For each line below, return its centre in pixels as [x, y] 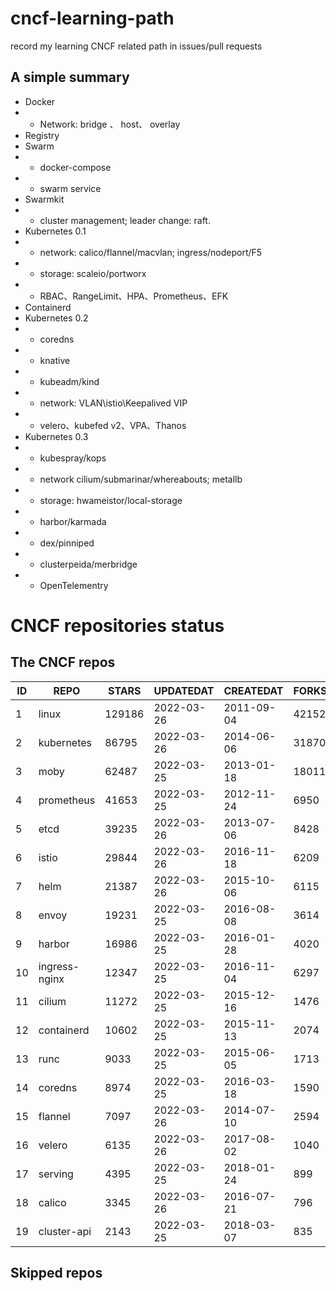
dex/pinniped [67, 543]
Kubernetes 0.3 [56, 436]
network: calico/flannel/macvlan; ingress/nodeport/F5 [151, 252]
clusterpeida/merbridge [88, 564]
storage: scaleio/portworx [93, 273]
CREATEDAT [253, 690]
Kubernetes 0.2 [56, 318]
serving [56, 1174]
